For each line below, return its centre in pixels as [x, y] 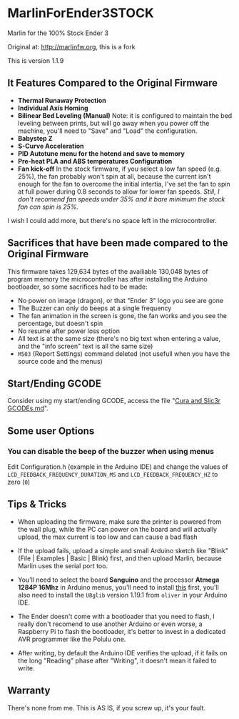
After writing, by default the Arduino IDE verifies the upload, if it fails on [122, 653]
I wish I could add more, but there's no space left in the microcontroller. [112, 220]
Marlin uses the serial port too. [63, 565]
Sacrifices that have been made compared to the [118, 243]
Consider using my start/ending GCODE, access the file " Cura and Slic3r [114, 401]
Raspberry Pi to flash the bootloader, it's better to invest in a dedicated [122, 631]
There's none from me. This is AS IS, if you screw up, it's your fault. [106, 708]
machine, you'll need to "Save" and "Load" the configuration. [107, 131]
